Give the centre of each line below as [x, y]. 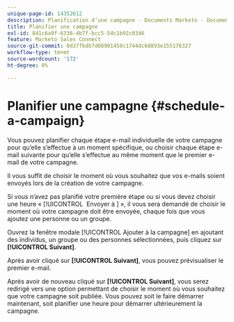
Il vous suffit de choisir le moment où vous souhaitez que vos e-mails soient [116, 175]
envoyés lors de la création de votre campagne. [76, 183]
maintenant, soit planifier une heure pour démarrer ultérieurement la [105, 303]
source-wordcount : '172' [43, 59]
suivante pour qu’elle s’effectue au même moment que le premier [114, 154]
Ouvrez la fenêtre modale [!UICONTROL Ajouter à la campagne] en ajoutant [116, 232]
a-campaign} [46, 121]
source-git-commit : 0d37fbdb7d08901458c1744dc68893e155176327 [99, 46]
